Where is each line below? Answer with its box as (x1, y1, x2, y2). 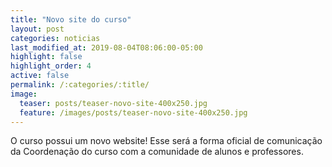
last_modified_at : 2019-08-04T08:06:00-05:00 (10, 42, 203, 53)
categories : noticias (10, 33, 101, 43)
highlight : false (10, 52, 83, 62)
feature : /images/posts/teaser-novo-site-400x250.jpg (19, 107, 248, 118)
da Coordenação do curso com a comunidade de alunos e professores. (10, 146, 304, 158)
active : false (10, 71, 70, 81)
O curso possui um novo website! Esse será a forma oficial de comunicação (10, 135, 323, 147)
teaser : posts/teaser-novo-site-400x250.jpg (19, 98, 208, 108)
